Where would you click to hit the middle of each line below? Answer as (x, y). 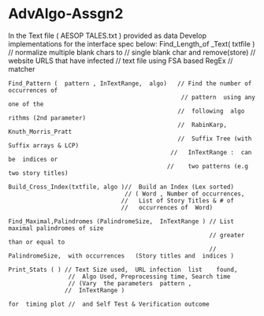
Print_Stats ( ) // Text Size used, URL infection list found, (123, 270)
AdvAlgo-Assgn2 (66, 14)
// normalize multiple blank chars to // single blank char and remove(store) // (132, 52)
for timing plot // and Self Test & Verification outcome (109, 304)
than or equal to (37, 242)
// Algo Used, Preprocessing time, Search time (149, 277)
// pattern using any (218, 97)
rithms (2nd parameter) (47, 118)
